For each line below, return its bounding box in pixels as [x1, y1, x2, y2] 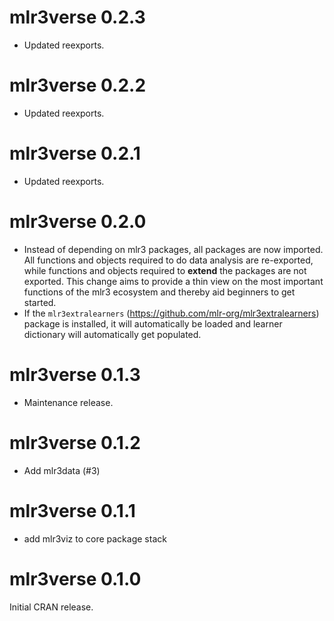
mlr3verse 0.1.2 [9, 431, 141, 454]
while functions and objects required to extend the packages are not [23, 264, 307, 276]
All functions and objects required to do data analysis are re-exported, [23, 254, 314, 266]
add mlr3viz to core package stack [23, 532, 167, 545]
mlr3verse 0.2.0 [9, 211, 147, 233]
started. [23, 296, 57, 308]
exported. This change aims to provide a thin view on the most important [23, 275, 324, 287]
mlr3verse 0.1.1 [9, 499, 136, 522]
